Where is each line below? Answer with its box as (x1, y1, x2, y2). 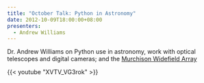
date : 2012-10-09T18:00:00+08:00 (7, 16, 103, 23)
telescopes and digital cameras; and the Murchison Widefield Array (7, 55, 197, 63)
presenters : (7, 22, 41, 29)
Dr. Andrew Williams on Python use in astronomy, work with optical (7, 48, 196, 56)
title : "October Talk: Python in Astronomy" (7, 10, 136, 17)
